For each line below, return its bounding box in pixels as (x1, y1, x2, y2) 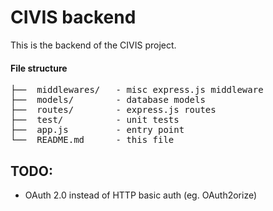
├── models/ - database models (10, 94, 206, 106)
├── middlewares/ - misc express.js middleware (10, 84, 264, 96)
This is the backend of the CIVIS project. (10, 39, 177, 51)
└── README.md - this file (10, 134, 175, 146)
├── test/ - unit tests (10, 114, 180, 126)
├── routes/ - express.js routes (10, 104, 217, 116)
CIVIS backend (10, 6, 137, 29)
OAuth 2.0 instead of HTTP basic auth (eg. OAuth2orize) (24, 189, 258, 201)
